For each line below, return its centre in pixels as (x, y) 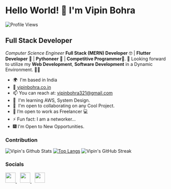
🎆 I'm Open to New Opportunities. (48, 126)
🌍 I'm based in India (35, 80)
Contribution (21, 140)
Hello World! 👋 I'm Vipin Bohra (70, 10)
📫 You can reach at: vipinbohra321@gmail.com (63, 93)
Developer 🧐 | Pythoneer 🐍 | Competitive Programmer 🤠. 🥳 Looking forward (86, 59)
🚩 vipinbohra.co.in (32, 87)
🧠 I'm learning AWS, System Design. (51, 100)
